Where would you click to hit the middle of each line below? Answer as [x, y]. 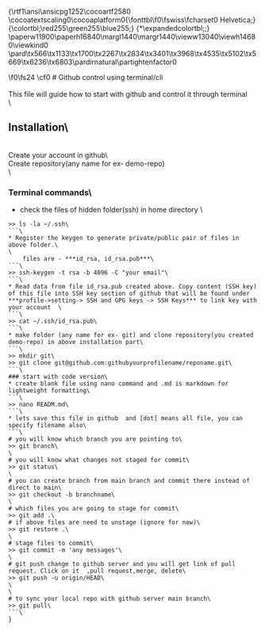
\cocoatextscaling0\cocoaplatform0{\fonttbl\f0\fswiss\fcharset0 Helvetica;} [132, 20]
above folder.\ [33, 245]
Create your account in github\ [58, 155]
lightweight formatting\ [49, 391]
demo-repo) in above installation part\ [76, 342]
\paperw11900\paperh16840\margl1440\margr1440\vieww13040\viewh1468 [132, 36]
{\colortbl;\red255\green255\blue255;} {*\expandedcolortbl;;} [109, 28]
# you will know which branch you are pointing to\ [95, 439]
